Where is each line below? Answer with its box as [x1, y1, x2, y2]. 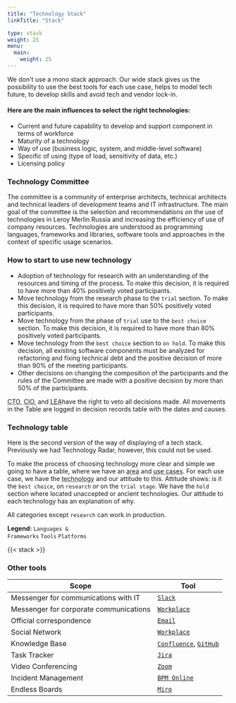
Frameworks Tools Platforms [7, 533, 87, 540]
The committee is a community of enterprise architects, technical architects [7, 193, 227, 201]
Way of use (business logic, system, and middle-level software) [17, 144, 202, 153]
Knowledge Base [11, 639, 67, 649]
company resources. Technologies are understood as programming [7, 223, 203, 231]
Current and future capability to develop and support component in [17, 122, 213, 130]
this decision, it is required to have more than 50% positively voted [17, 301, 211, 310]
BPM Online [157, 674, 194, 682]
